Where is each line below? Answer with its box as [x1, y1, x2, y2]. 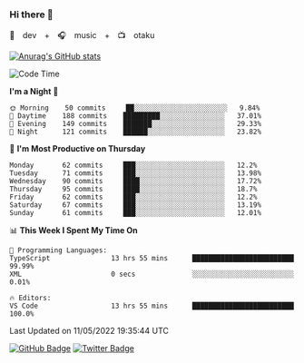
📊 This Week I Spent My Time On [9, 225, 138, 236]
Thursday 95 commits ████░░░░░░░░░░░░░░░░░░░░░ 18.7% [9, 185, 258, 194]
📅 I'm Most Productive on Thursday [9, 143, 146, 154]
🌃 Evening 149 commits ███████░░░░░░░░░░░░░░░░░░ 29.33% [9, 120, 261, 129]
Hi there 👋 [9, 8, 54, 21]
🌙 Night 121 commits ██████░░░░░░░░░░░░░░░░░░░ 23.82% [9, 127, 261, 137]
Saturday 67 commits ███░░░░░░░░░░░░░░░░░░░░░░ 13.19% [9, 201, 261, 210]
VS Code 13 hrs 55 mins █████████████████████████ [9, 301, 295, 311]
